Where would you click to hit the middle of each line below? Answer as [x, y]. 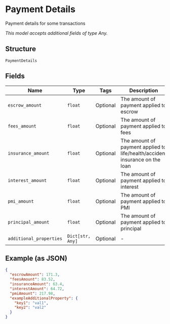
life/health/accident [144, 153]
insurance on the [141, 159]
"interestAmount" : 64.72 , [37, 289]
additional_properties [35, 238]
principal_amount [29, 222]
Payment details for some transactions [45, 23]
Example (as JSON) [36, 258]
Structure [21, 49]
